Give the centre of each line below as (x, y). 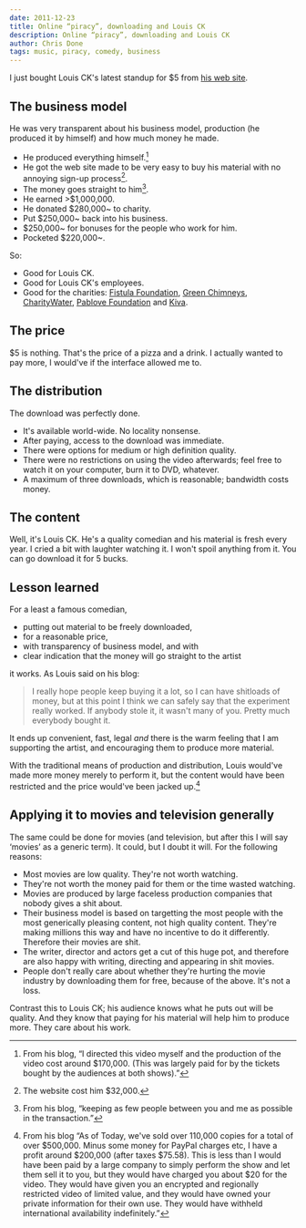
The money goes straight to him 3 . (86, 188)
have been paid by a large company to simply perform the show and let (156, 1164)
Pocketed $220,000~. (64, 237)
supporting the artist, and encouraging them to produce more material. (142, 748)
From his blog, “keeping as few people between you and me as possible (158, 1108)
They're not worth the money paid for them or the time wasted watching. (159, 883)
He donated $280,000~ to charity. (87, 208)
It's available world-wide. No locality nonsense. (112, 430)
